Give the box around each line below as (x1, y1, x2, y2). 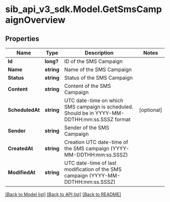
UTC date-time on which (64, 97, 123, 104)
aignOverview (5, 14, 66, 26)
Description (84, 49, 114, 56)
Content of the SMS (64, 82, 111, 89)
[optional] (139, 107, 162, 113)
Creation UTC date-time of (64, 139, 129, 145)
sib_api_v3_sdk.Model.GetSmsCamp (5, 4, 162, 15)
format (114, 116, 131, 123)
